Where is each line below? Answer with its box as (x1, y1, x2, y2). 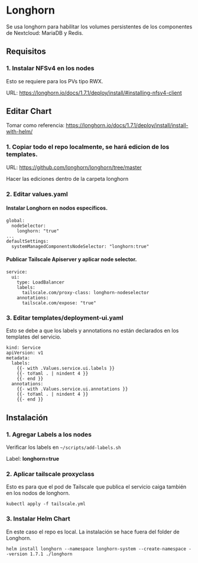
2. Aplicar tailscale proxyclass (6, 470, 95, 478)
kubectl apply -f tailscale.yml (6, 501, 86, 507)
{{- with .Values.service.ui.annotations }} (17, 386, 128, 392)
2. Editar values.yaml (6, 190, 68, 198)
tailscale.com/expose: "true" (21, 300, 96, 306)
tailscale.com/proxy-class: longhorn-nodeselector (21, 290, 150, 296)
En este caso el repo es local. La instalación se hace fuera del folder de (6, 528, 180, 535)
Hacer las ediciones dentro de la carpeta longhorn (6, 175, 129, 182)
